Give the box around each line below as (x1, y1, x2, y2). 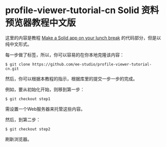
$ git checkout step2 (5, 126, 51, 131)
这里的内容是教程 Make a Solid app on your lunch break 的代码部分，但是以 (5, 35, 161, 41)
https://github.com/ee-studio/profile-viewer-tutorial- (32, 61, 152, 67)
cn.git (5, 66, 19, 71)
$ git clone (5, 61, 30, 67)
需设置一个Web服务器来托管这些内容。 (5, 106, 86, 112)
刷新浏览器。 (5, 136, 32, 142)
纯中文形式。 (5, 41, 32, 47)
